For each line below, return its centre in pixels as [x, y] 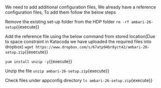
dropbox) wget [19, 47]
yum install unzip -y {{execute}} [39, 61]
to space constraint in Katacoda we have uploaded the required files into [78, 42]
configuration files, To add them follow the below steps [60, 12]
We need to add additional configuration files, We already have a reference [80, 7]
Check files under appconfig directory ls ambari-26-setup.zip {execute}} [79, 80]
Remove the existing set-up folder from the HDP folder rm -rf [67, 22]
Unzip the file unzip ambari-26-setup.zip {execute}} [57, 71]
